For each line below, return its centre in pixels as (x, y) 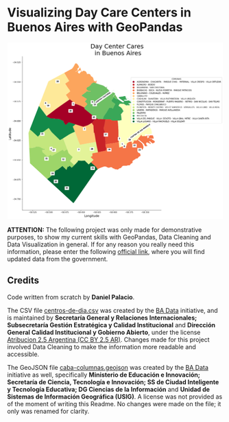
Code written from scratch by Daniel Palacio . (71, 297)
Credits (23, 280)
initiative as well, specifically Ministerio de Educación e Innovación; (104, 375)
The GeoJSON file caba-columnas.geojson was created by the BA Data (108, 367)
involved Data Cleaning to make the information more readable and (102, 347)
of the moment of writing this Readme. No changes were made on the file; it (114, 403)
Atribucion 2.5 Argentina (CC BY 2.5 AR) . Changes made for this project (109, 339)
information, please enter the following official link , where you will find (106, 251)
